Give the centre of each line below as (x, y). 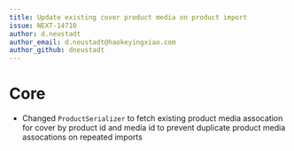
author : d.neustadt (45, 34)
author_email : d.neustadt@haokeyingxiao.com (93, 42)
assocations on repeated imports (82, 137)
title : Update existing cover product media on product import (128, 17)
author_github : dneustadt (57, 50)
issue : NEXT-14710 (43, 26)
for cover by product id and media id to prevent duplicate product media (154, 128)
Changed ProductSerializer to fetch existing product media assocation (152, 118)
